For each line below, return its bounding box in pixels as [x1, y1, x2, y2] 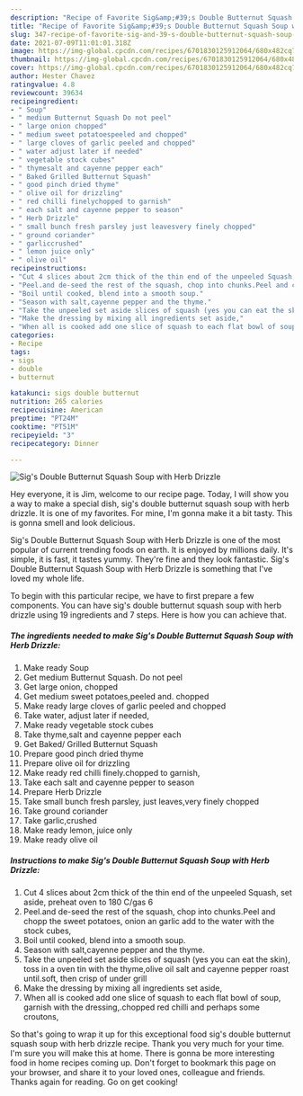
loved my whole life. [10, 573, 85, 584]
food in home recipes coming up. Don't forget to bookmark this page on [10, 1057, 277, 1068]
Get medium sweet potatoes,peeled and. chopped [22, 691, 209, 702]
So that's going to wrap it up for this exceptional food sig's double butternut [10, 1029, 291, 1039]
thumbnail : [10, 55, 51, 64]
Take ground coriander [22, 806, 109, 816]
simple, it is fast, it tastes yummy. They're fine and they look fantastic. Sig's [10, 554, 290, 565]
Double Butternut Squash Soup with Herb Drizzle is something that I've [10, 564, 273, 575]
